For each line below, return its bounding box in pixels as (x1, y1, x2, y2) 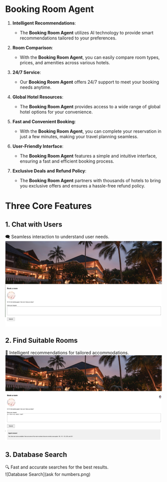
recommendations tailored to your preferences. (19, 35, 117, 41)
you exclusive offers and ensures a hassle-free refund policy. (19, 183, 146, 189)
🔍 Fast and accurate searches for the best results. (5, 464, 109, 470)
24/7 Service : (12, 69, 41, 75)
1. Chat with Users (5, 220, 63, 229)
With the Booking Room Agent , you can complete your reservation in (19, 128, 162, 134)
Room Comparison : (12, 44, 53, 50)
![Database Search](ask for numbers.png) (5, 471, 91, 477)
